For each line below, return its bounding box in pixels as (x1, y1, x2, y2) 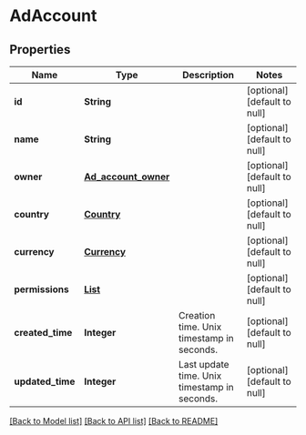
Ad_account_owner (83, 170, 170, 183)
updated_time (14, 375, 76, 388)
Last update (178, 359, 229, 370)
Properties (9, 42, 71, 57)
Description (181, 69, 235, 81)
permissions (14, 283, 70, 296)
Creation (178, 309, 216, 321)
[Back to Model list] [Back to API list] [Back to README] (9, 416, 219, 426)
